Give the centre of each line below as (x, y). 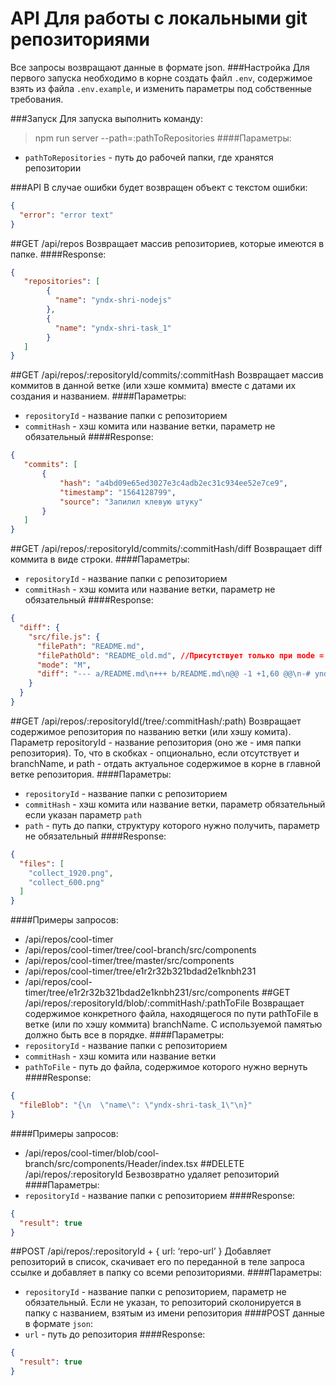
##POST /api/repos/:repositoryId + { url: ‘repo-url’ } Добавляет (141, 1251)
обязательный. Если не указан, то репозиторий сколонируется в (163, 1303)
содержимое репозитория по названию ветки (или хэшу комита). (151, 731)
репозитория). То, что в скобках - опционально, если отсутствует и (155, 753)
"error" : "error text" (66, 215)
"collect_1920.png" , (71, 873)
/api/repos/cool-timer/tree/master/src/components (129, 961)
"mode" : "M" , (64, 665)
